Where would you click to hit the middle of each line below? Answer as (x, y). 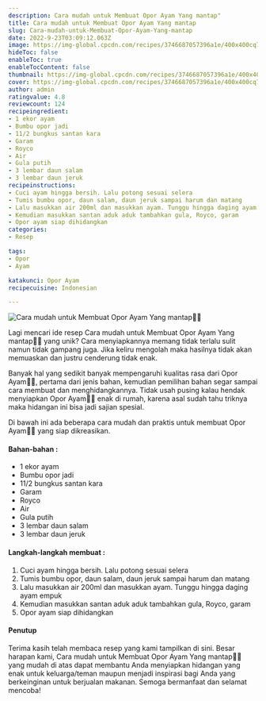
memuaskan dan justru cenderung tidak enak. (83, 358)
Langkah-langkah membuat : (57, 553)
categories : (28, 230)
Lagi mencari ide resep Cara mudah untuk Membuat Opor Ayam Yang (122, 333)
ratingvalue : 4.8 (37, 97)
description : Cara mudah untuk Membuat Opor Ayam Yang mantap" (115, 15)
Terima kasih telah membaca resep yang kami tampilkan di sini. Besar (122, 648)
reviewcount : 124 (37, 104)
